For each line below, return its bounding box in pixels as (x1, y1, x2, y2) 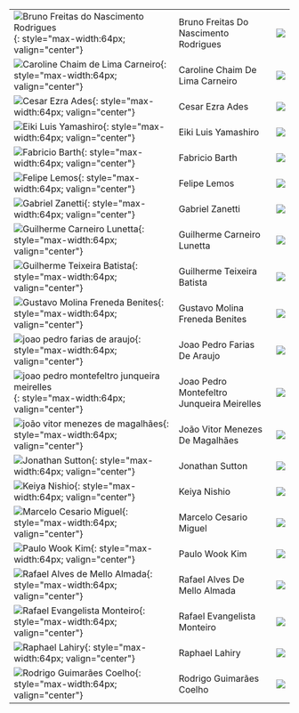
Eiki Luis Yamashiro (178, 126, 260, 138)
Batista (178, 276, 207, 288)
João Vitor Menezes (178, 423, 263, 435)
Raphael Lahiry (178, 647, 242, 659)
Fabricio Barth (178, 151, 238, 164)
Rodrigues (178, 38, 222, 50)
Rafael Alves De (178, 573, 245, 586)
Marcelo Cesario (178, 511, 248, 523)
